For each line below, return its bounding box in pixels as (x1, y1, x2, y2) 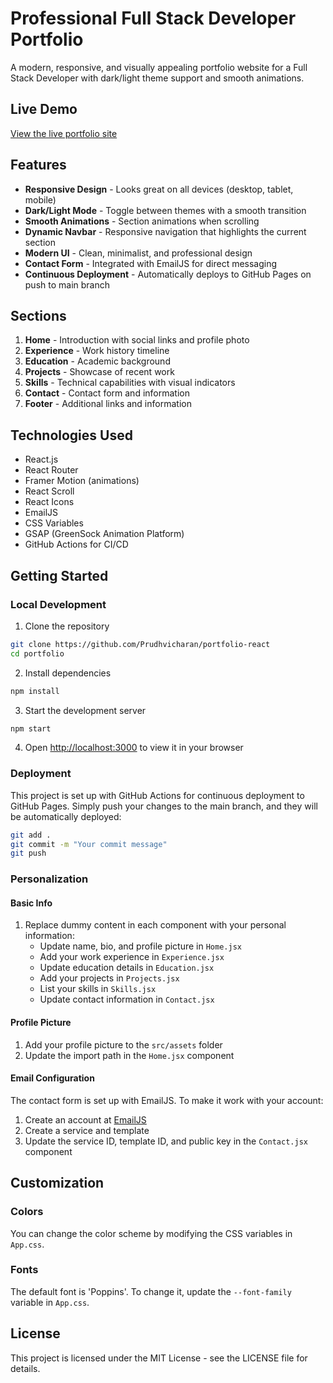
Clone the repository (24, 620, 110, 632)
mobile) (24, 193, 57, 206)
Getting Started (10, 567, 109, 584)
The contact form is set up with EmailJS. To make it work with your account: (10, 1094, 324, 1106)
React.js (24, 453, 59, 466)
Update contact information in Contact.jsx (39, 993, 215, 1006)
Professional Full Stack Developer (10, 7, 297, 30)
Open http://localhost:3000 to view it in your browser (24, 742, 244, 754)
